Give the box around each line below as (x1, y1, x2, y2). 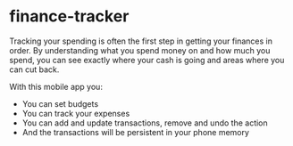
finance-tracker (9, 6, 130, 27)
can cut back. (9, 64, 60, 75)
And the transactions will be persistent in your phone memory (21, 126, 250, 137)
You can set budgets (21, 98, 99, 109)
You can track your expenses (21, 108, 130, 118)
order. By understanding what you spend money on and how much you (9, 45, 271, 55)
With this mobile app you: (9, 81, 103, 92)
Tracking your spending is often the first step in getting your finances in (9, 36, 273, 46)
